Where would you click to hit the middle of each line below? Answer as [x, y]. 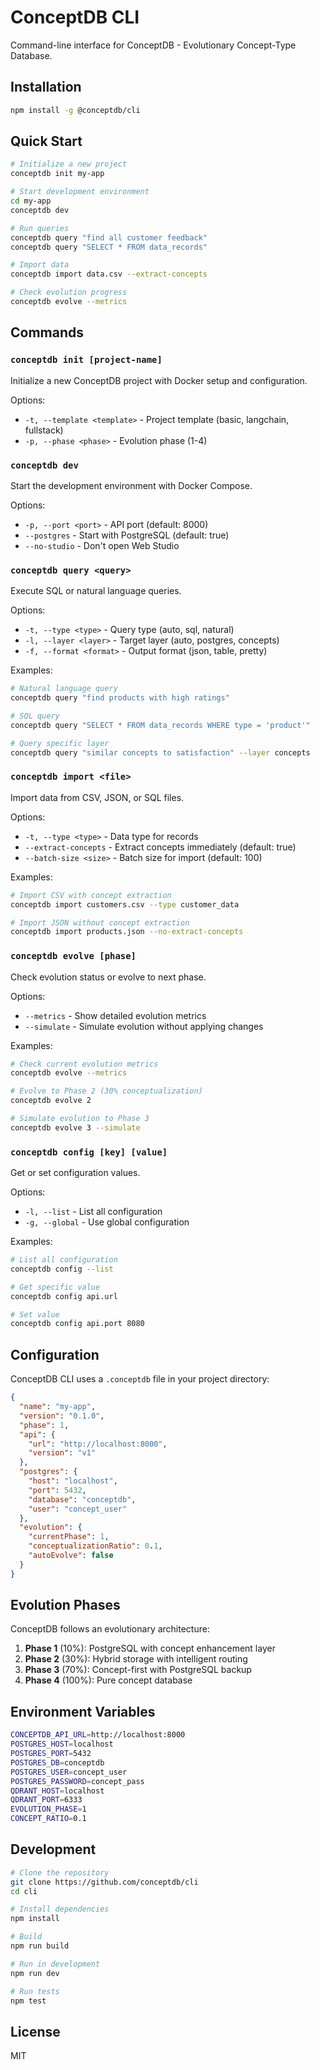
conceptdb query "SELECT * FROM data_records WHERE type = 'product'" [160, 725]
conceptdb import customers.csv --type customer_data [125, 904]
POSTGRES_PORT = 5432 [51, 1754]
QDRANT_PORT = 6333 [46, 1800]
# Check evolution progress [69, 292]
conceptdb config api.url [64, 1296]
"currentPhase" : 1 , [69, 1537]
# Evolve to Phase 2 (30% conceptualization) [106, 1091]
